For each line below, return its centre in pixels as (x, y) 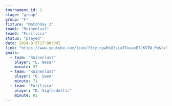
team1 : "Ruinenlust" (27, 29)
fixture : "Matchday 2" (29, 24)
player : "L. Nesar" (35, 62)
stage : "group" (21, 15)
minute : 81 (26, 95)
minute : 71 (26, 81)
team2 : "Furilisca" (26, 34)
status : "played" (24, 39)
